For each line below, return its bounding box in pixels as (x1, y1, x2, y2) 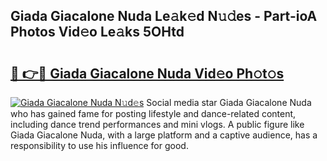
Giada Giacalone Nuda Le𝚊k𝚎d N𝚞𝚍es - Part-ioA (10, 8, 318, 25)
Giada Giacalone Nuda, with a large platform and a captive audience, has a (10, 129, 318, 141)
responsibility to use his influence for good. (10, 140, 189, 151)
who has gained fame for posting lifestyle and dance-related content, (10, 108, 297, 119)
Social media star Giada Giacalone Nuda (146, 97, 312, 108)
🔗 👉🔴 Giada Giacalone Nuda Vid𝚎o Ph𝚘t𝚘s (10, 65, 285, 82)
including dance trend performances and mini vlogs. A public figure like (10, 119, 305, 130)
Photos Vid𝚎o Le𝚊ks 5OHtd (10, 24, 185, 41)
